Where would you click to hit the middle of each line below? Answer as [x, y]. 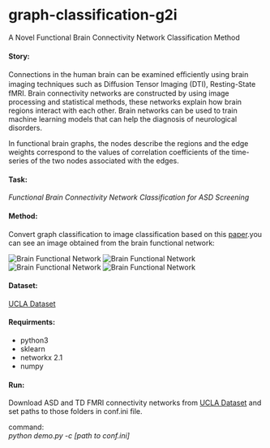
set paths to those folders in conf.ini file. [76, 411]
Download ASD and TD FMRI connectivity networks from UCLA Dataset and [135, 403]
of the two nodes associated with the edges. [105, 161]
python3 [34, 340]
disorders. [26, 128]
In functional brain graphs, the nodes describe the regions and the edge [129, 144]
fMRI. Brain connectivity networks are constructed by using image [119, 93]
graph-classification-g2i [93, 15]
